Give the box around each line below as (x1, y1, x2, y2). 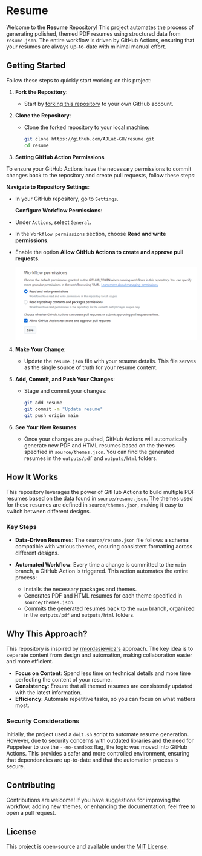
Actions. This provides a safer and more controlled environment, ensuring (6, 750, 190, 757)
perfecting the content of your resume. (15, 676, 112, 683)
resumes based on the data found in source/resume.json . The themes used (6, 495, 193, 502)
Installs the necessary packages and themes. (24, 585, 137, 593)
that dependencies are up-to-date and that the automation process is (6, 756, 179, 763)
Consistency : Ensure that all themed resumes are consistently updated (15, 682, 193, 690)
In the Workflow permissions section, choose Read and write (15, 230, 166, 237)
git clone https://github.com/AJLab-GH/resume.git (24, 136, 155, 142)
